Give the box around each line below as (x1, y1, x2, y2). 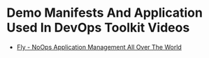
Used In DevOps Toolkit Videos (6, 20, 190, 36)
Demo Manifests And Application (6, 5, 203, 21)
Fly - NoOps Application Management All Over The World (16, 43, 182, 51)
